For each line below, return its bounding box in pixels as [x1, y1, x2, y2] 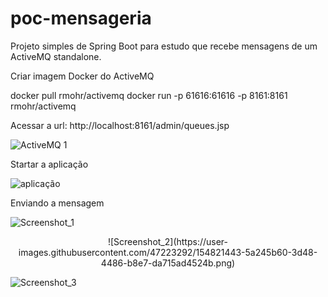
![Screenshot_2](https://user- [107, 235, 229, 247]
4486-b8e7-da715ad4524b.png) [100, 257, 236, 269]
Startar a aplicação [10, 158, 89, 170]
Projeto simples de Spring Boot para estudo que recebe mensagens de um [10, 40, 318, 52]
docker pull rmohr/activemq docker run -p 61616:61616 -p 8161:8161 [10, 89, 288, 101]
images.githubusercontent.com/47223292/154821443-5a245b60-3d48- [18, 246, 318, 258]
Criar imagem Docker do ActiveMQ [10, 70, 155, 82]
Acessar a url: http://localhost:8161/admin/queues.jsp [10, 119, 230, 131]
